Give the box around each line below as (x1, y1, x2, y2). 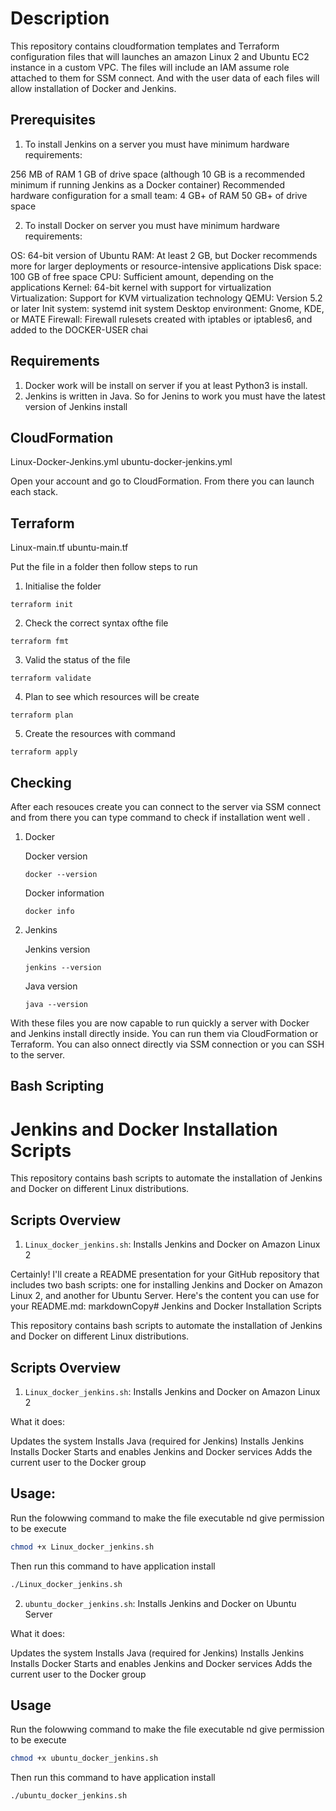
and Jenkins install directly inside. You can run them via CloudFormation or (10, 1028, 319, 1039)
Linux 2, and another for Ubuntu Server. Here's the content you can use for (10, 1290, 320, 1302)
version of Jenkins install (24, 400, 128, 412)
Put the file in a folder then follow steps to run (10, 561, 198, 573)
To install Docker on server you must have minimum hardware (24, 219, 280, 231)
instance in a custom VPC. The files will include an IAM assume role (10, 61, 290, 73)
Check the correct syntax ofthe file (24, 617, 169, 629)
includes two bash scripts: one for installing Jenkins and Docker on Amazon (10, 1279, 323, 1291)
